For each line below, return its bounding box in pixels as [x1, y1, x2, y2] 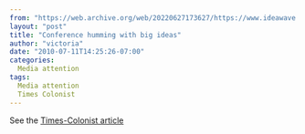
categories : [9, 56, 55, 65]
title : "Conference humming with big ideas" [9, 30, 182, 39]
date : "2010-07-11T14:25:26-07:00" [9, 47, 145, 57]
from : [9, 13, 30, 23]
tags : [9, 73, 30, 82]
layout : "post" [9, 22, 68, 31]
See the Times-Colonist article [9, 115, 124, 126]
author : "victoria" [9, 38, 84, 48]
